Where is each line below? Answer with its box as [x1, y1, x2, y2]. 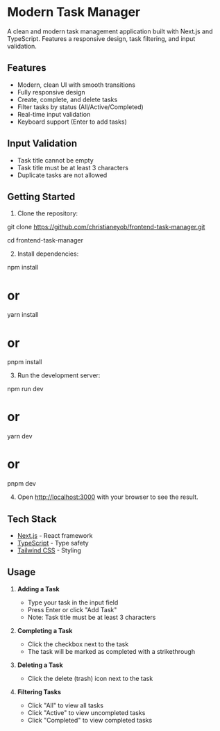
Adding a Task [17, 584, 60, 593]
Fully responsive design [17, 88, 85, 96]
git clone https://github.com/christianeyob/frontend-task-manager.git [7, 223, 205, 231]
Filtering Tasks [17, 687, 61, 696]
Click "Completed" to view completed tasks [27, 716, 153, 724]
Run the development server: [17, 371, 101, 379]
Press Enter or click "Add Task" [27, 605, 117, 614]
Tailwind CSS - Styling [17, 546, 82, 555]
